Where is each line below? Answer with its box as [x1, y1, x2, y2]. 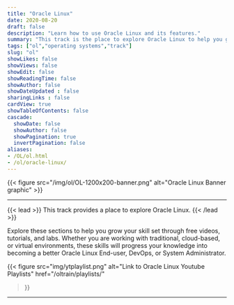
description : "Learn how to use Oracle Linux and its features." [7, 29, 201, 37]
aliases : [7, 146, 33, 153]
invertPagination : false [13, 140, 86, 147]
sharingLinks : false [7, 95, 70, 102]
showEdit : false [7, 68, 54, 75]
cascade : [7, 114, 33, 120]
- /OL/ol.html [7, 152, 49, 160]
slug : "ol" [7, 49, 39, 56]
